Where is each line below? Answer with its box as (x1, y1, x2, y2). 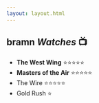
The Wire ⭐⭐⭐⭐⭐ (16, 79, 66, 87)
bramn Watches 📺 (6, 36, 87, 48)
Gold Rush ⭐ (16, 89, 52, 98)
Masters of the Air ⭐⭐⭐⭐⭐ (16, 69, 93, 77)
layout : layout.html (6, 10, 66, 17)
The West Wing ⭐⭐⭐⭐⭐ (16, 58, 85, 67)
